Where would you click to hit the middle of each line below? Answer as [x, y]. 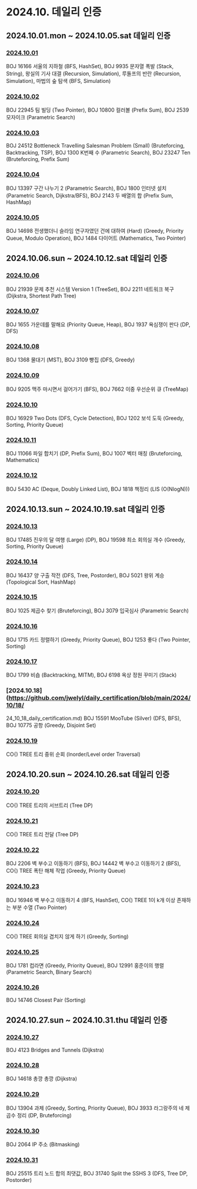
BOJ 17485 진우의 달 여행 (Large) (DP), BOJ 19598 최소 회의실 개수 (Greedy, [96, 540]
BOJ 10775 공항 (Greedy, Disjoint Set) [51, 725]
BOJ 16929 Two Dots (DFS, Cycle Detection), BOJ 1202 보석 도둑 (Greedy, [95, 418]
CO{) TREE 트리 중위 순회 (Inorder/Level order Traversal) [74, 754]
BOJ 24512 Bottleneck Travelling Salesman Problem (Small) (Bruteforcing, [96, 146]
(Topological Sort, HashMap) [41, 582]
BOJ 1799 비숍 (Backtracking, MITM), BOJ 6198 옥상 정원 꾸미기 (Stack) [91, 675]
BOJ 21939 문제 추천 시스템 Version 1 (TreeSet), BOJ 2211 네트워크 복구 [90, 289]
